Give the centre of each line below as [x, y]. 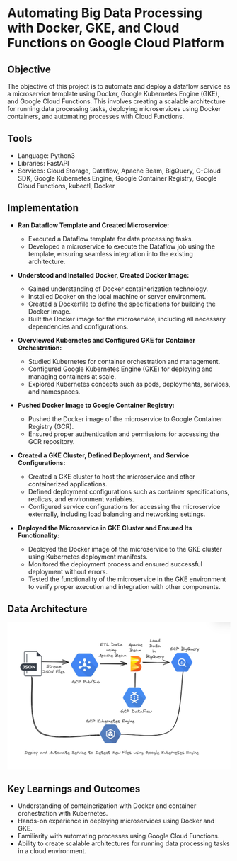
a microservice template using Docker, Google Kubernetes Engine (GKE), [114, 94]
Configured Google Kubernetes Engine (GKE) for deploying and [121, 369]
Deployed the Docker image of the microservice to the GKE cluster [125, 549]
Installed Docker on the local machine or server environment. [117, 296]
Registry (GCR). [51, 426]
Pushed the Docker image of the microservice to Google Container [125, 418]
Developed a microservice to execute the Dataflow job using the [122, 246]
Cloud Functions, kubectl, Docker [66, 186]
